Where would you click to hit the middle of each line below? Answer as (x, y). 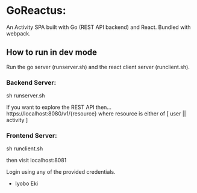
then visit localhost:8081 (36, 161)
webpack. (19, 33)
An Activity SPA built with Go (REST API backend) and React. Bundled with (98, 27)
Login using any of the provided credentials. (61, 172)
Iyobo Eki (27, 183)
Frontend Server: (32, 135)
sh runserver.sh (26, 96)
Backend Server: (31, 82)
